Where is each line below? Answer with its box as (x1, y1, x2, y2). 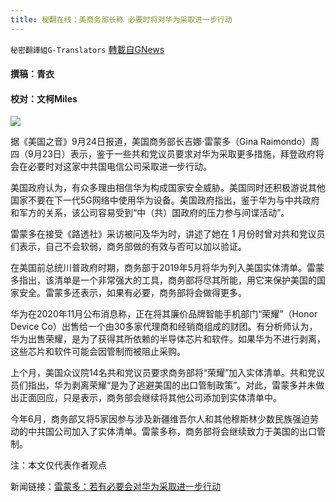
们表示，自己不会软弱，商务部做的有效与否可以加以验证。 (10, 241, 247, 253)
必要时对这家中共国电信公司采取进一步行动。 (27, 161, 212, 173)
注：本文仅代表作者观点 (10, 459, 107, 471)
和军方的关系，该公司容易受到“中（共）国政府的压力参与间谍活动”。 (10, 207, 290, 219)
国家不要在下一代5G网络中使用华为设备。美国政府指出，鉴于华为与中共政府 (10, 194, 320, 206)
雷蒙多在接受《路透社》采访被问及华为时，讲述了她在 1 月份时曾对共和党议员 (10, 228, 326, 240)
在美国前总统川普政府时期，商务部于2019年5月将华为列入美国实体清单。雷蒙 (10, 262, 325, 274)
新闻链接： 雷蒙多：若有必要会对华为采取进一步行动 (10, 481, 221, 493)
